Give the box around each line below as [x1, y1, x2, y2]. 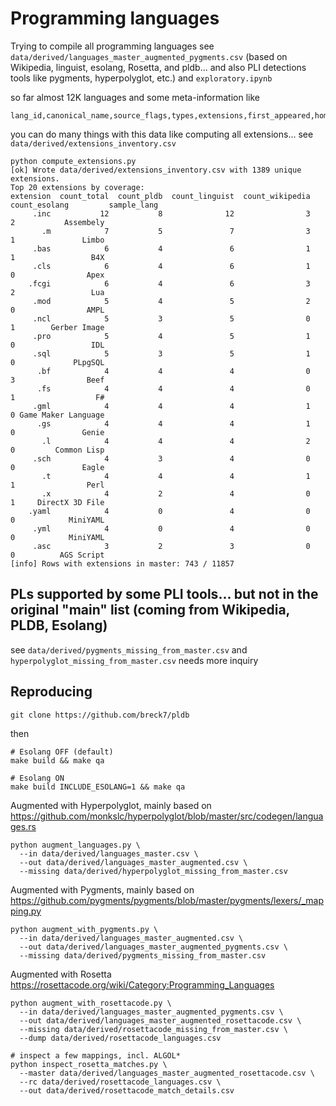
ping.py [10, 905, 42, 917]
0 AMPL [10, 305, 105, 315]
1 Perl [10, 480, 105, 490]
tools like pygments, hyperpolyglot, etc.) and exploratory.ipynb [10, 72, 273, 84]
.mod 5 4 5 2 [32, 296, 311, 306]
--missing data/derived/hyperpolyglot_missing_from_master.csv [19, 866, 288, 876]
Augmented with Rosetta [10, 968, 112, 980]
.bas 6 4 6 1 [32, 243, 311, 254]
